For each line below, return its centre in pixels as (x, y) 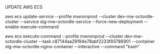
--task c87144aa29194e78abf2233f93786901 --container (97, 41)
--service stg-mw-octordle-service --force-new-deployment (81, 22)
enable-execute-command (32, 27)
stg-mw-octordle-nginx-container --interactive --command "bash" (73, 46)
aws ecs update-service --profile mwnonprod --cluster (61, 16)
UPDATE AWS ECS (24, 7)
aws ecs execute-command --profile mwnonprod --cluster (64, 36)
